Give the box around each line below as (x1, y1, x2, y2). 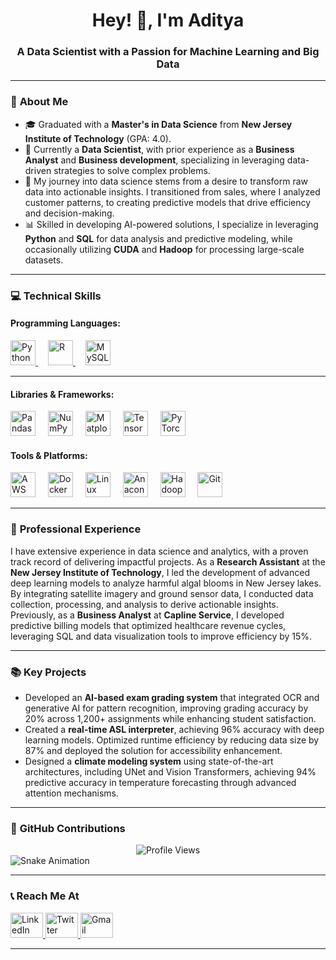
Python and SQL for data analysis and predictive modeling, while (24, 232, 293, 244)
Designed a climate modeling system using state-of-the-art (24, 755, 274, 767)
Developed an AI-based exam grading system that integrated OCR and (24, 691, 320, 703)
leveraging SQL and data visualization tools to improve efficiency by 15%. (10, 630, 313, 642)
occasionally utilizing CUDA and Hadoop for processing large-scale (24, 243, 305, 255)
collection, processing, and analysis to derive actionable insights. (10, 598, 279, 610)
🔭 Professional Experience (10, 522, 142, 536)
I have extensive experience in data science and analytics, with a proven (10, 545, 309, 557)
